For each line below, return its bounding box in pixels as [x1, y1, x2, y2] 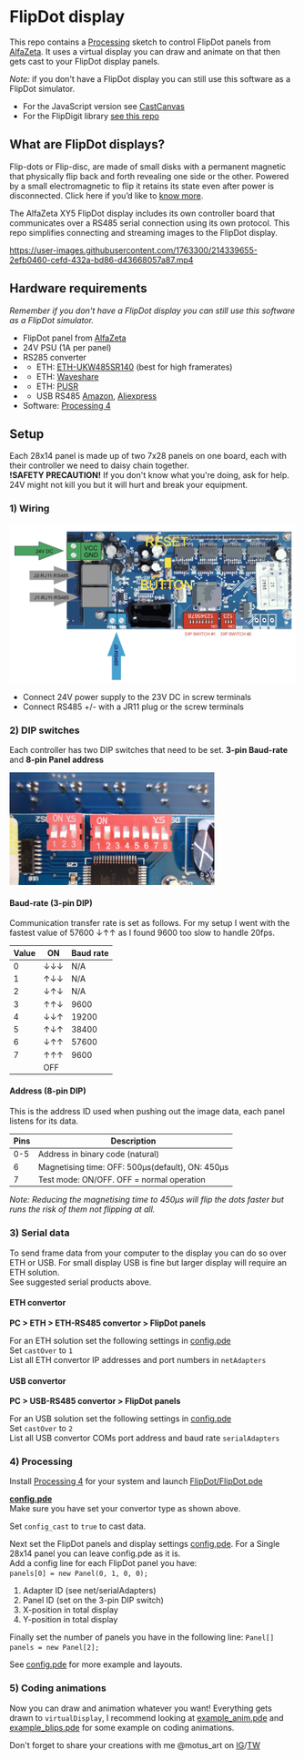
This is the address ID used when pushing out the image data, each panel [9, 1105, 285, 1116]
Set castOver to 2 [9, 1423, 73, 1434]
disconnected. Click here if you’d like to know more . [9, 189, 204, 201]
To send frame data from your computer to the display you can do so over [9, 1247, 287, 1258]
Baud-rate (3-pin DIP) [9, 897, 93, 908]
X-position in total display [22, 1604, 118, 1615]
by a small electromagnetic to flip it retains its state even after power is [9, 180, 275, 191]
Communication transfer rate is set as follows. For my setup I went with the [9, 918, 290, 929]
